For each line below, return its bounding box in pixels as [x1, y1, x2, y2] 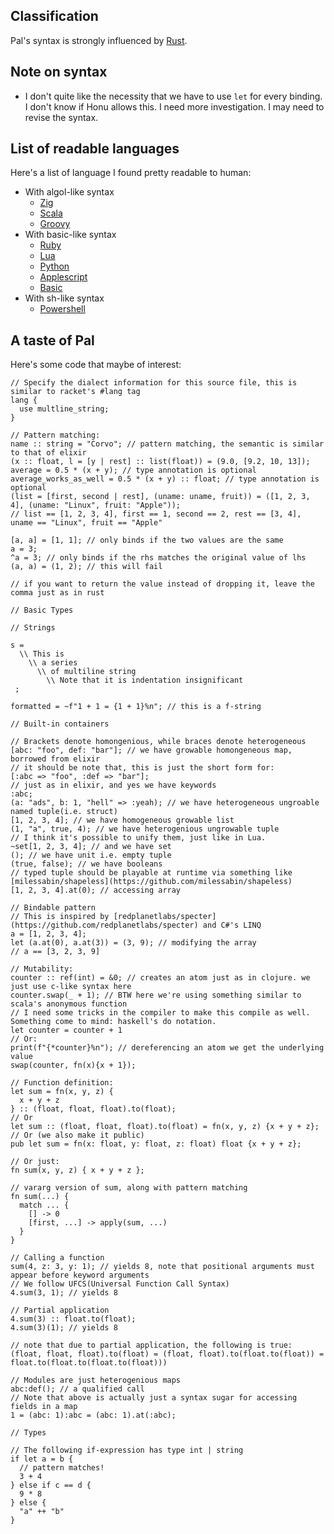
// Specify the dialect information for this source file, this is [10, 378, 298, 388]
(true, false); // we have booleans [10, 859, 163, 869]
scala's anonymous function [10, 999, 128, 1009]
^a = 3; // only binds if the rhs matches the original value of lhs [10, 553, 307, 563]
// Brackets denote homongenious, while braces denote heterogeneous [10, 737, 307, 747]
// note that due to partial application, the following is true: [10, 1340, 293, 1351]
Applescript [39, 271, 88, 283]
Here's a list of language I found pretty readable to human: [10, 167, 252, 179]
